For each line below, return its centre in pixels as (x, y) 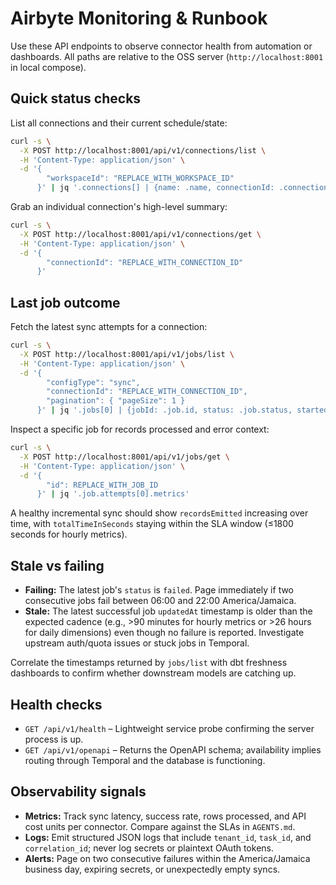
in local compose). (48, 67)
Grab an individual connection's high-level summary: (119, 206)
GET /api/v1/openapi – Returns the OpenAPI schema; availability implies (173, 749)
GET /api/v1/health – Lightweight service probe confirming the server (169, 728)
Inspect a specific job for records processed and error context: (140, 429)
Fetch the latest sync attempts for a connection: (109, 327)
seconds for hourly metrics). (69, 534)
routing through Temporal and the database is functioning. (145, 760)
